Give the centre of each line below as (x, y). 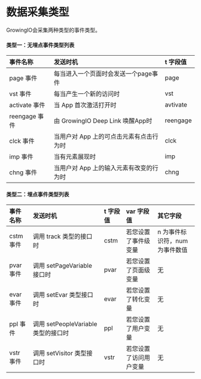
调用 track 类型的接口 (63, 237)
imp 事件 (21, 157)
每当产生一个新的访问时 (87, 94)
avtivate (176, 105)
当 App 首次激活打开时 (85, 105)
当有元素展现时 (75, 157)
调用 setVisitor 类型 (60, 353)
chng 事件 (23, 172)
